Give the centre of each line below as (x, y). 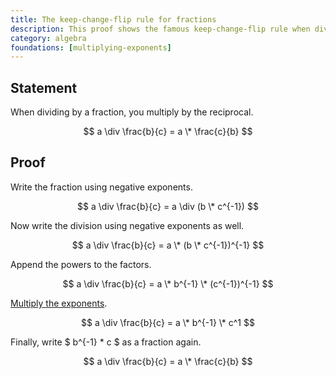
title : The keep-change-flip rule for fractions (113, 19)
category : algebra (48, 38)
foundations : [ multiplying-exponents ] (91, 47)
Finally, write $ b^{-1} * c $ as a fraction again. (106, 342)
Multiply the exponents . (59, 303)
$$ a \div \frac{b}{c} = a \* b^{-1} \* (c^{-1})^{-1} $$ (168, 283)
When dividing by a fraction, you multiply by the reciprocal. (132, 112)
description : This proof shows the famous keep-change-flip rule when (160, 29)
